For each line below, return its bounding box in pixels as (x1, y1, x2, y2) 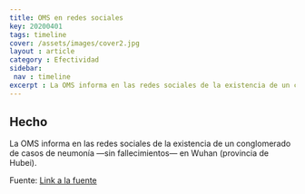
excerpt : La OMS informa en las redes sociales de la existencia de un (9, 81, 290, 90)
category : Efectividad (9, 55, 100, 64)
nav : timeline (13, 73, 71, 82)
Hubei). (9, 158, 37, 169)
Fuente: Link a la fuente (9, 175, 97, 186)
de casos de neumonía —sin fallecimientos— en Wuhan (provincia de (9, 148, 270, 159)
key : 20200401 (9, 22, 64, 31)
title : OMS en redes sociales (9, 13, 124, 23)
